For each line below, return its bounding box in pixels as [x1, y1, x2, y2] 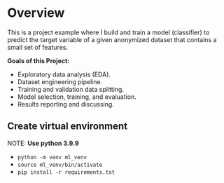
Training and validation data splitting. [17, 85, 125, 93]
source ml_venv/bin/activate [17, 161, 103, 168]
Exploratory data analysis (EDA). [17, 70, 111, 79]
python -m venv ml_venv [17, 154, 87, 161]
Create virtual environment [7, 121, 128, 133]
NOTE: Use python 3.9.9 [7, 139, 79, 147]
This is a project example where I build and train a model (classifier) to [7, 28, 210, 36]
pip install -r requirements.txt [17, 168, 115, 176]
